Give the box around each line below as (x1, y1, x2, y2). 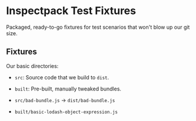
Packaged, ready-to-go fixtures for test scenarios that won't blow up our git (6, 23, 190, 31)
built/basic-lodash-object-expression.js (14, 109, 118, 115)
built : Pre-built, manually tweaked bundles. (14, 85, 122, 92)
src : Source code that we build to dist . (14, 73, 109, 80)
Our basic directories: (6, 62, 59, 69)
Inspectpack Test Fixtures (6, 4, 137, 18)
